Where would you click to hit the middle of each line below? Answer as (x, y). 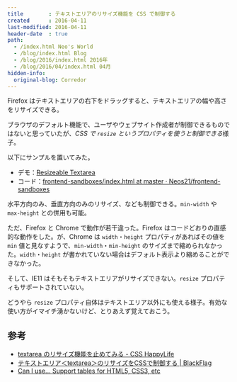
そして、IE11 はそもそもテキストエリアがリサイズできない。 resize (103, 279)
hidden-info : (27, 73)
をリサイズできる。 (35, 110)
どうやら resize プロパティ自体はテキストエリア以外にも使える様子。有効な (117, 303)
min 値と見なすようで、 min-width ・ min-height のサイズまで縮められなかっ (115, 246)
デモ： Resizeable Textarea (56, 173)
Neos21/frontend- (195, 181)
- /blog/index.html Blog (50, 54)
